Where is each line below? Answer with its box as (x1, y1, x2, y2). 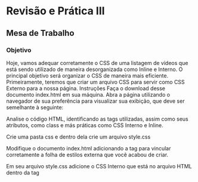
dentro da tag (6, 169, 40, 176)
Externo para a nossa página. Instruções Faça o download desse (6, 85, 166, 92)
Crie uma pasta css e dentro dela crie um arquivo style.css (6, 133, 151, 140)
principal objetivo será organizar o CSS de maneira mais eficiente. (6, 72, 169, 79)
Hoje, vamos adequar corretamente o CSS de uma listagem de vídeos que (6, 59, 188, 66)
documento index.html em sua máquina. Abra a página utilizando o (6, 91, 171, 98)
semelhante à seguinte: (6, 103, 64, 111)
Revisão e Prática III (6, 4, 106, 18)
